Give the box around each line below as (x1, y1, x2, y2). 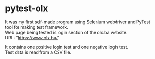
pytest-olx (5, 3, 48, 14)
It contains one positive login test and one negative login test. (5, 44, 128, 50)
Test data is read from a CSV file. (5, 49, 72, 55)
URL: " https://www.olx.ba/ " (5, 35, 60, 40)
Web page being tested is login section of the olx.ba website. (5, 29, 128, 35)
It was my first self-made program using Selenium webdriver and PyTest (5, 19, 150, 25)
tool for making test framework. (5, 24, 68, 30)
